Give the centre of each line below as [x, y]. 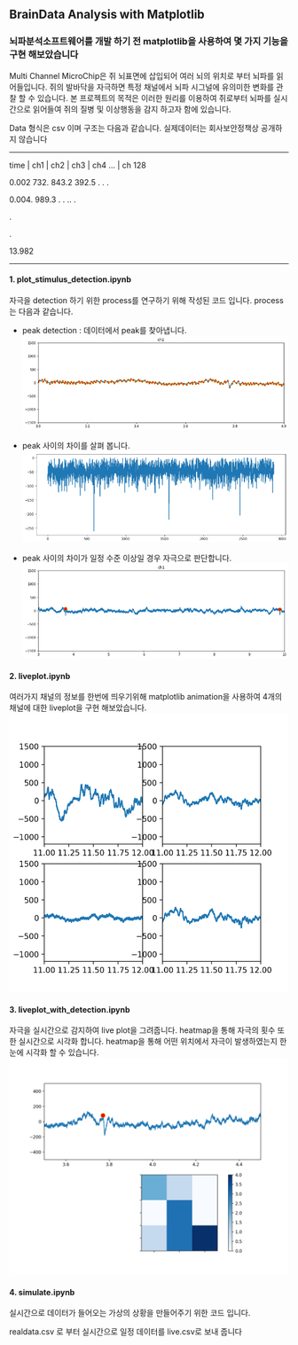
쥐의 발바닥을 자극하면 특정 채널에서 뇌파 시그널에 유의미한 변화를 [162, 87]
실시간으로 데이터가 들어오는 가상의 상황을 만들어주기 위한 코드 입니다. [130, 1313]
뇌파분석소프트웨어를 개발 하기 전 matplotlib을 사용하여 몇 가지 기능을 [149, 42]
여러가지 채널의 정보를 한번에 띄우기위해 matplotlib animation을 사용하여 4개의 [145, 697]
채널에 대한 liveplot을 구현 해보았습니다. [78, 708]
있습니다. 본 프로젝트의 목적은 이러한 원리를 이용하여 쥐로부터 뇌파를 [154, 98]
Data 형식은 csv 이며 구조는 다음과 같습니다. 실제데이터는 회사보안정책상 [134, 128]
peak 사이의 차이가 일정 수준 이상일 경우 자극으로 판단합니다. [127, 559]
